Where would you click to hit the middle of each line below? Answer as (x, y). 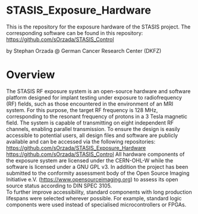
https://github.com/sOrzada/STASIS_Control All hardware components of (95, 154)
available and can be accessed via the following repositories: (81, 141)
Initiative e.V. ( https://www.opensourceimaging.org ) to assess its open (92, 179)
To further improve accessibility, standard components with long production (99, 192)
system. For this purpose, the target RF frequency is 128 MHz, (82, 110)
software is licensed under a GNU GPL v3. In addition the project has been (97, 167)
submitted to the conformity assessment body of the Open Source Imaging (98, 173)
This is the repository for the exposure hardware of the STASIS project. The (98, 27)
